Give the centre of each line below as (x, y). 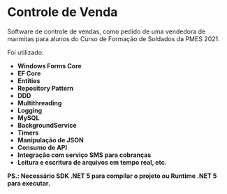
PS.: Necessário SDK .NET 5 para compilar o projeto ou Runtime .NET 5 (112, 176)
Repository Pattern (45, 88)
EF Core (29, 73)
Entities (29, 80)
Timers (28, 133)
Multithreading (39, 103)
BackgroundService (47, 125)
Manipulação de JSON (50, 140)
